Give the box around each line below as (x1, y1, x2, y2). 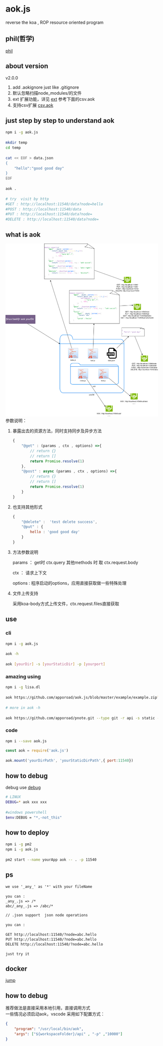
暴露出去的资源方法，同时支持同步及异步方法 (12, 428, 102, 434)
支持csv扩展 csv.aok (12, 102, 54, 108)
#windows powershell (5, 810, 47, 815)
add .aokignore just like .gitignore (12, 84, 79, 90)
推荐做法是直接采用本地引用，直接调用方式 (5, 1005, 90, 1011)
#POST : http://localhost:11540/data (5, 207, 82, 212)
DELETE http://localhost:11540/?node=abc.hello (5, 942, 104, 947)
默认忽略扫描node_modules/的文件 (12, 90, 82, 96)
